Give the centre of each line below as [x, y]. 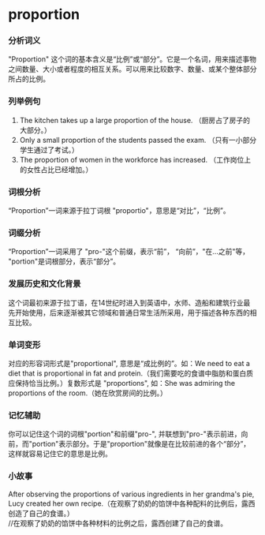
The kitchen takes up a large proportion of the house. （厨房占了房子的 [135, 120]
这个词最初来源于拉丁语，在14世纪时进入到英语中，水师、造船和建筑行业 [126, 302]
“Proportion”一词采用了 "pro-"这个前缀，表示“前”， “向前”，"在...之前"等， [129, 252]
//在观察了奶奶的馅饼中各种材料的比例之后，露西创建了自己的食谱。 [118, 523]
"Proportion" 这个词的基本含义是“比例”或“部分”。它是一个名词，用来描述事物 [132, 59]
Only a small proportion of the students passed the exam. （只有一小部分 [138, 140]
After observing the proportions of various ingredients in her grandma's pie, [131, 494]
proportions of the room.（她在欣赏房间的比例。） [88, 393]
